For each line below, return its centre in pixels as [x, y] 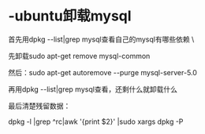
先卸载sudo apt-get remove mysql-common [79, 56]
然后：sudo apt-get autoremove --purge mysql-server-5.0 [102, 72]
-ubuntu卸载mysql [70, 16]
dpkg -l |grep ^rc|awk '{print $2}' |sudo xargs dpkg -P [96, 121]
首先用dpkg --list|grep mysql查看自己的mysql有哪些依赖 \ [101, 39]
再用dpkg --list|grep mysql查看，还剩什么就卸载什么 [93, 89]
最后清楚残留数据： [39, 106]
